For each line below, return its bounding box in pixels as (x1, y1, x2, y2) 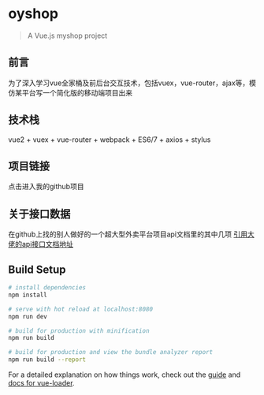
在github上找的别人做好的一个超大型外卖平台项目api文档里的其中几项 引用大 (8, 229, 255, 239)
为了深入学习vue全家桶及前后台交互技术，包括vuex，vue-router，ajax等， (8, 78, 250, 88)
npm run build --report (8, 356, 87, 363)
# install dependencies (8, 284, 87, 292)
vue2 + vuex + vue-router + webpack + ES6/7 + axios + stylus (8, 135, 211, 144)
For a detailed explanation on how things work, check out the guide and (8, 370, 241, 379)
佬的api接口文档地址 (8, 240, 73, 249)
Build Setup (8, 263, 66, 276)
